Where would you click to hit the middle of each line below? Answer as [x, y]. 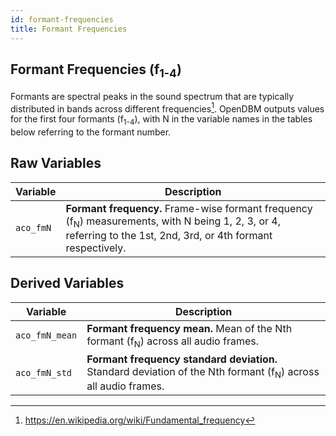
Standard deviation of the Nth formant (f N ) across [203, 372]
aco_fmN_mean [46, 335]
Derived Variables [67, 283]
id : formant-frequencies [62, 19]
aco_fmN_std [44, 372]
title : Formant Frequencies [69, 29]
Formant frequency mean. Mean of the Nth [189, 328]
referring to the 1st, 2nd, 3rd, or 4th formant [169, 235]
